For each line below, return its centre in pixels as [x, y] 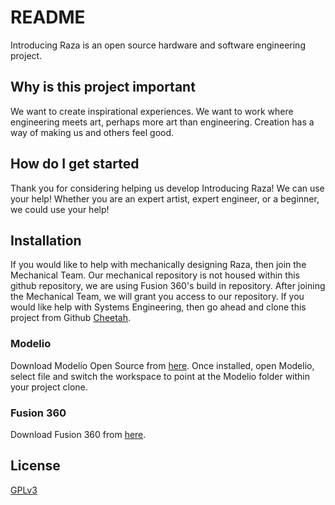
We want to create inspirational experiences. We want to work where [152, 111]
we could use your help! [60, 209]
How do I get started [75, 164]
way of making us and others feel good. [92, 132]
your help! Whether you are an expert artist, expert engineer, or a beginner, [165, 198]
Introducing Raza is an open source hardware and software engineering [158, 45]
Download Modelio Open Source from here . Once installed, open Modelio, [162, 365]
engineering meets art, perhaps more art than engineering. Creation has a [162, 122]
